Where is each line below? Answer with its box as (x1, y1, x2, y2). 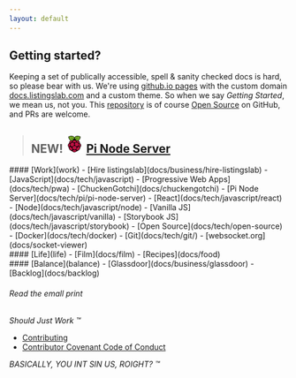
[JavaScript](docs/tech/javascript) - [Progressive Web (9, 174, 208, 185)
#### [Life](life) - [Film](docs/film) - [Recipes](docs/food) (9, 249, 221, 260)
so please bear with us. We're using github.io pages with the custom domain (9, 80, 287, 92)
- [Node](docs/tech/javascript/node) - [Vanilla (9, 202, 177, 213)
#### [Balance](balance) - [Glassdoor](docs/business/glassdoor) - (9, 259, 254, 269)
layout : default (9, 14, 69, 23)
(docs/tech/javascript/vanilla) (9, 212, 117, 223)
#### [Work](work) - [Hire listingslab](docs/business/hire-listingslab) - (9, 164, 268, 176)
